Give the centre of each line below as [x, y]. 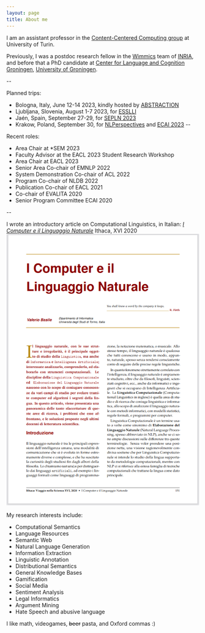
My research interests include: [45, 515]
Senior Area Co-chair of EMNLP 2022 [63, 167]
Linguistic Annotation [42, 559]
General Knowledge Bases [49, 572]
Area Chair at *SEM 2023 [47, 148]
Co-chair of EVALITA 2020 [49, 194]
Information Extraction [43, 553]
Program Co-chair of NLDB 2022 [57, 180]
